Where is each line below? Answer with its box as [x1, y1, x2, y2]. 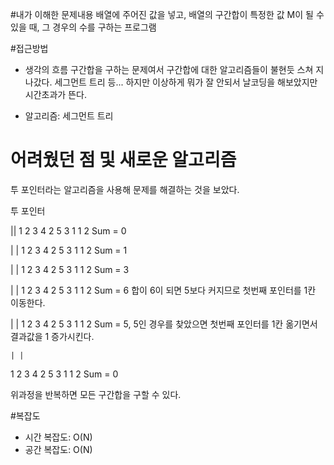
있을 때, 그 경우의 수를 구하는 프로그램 [10, 21, 157, 33]
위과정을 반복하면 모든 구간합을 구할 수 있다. [10, 388, 182, 400]
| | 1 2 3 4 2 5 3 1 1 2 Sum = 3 [10, 263, 130, 275]
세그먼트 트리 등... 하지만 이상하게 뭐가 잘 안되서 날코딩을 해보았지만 [54, 76, 318, 88]
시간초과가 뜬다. [24, 89, 87, 100]
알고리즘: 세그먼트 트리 [24, 110, 114, 122]
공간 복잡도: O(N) [24, 443, 93, 455]
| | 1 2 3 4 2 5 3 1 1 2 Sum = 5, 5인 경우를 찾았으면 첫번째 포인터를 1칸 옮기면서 [10, 318, 318, 330]
